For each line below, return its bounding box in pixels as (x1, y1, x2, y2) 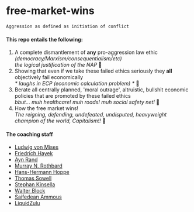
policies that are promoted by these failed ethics (14, 93, 131, 100)
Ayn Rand (14, 156, 38, 163)
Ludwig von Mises (14, 143, 59, 151)
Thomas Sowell (14, 175, 52, 182)
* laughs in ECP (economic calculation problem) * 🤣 (14, 80, 140, 87)
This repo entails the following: (6, 36, 83, 43)
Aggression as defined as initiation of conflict (6, 23, 130, 29)
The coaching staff (6, 131, 54, 138)
